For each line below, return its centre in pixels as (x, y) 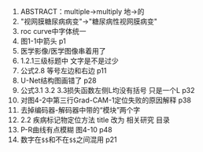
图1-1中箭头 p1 (43, 41)
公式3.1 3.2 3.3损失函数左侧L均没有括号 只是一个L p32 (107, 90)
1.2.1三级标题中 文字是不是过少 (69, 61)
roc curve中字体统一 (53, 31)
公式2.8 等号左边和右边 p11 (63, 70)
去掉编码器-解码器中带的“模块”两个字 (80, 110)
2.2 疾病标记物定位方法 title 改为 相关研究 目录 (95, 120)
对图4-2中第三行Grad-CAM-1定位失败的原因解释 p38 (106, 100)
